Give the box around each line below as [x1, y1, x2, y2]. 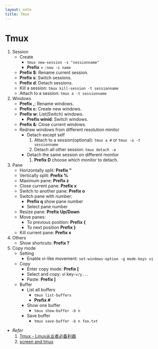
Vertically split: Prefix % [19, 173, 68, 178]
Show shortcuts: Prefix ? [19, 240, 69, 246]
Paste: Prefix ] [26, 277, 56, 283]
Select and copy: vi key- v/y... [26, 271, 89, 277]
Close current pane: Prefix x [19, 183, 77, 189]
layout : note [5, 7, 32, 12]
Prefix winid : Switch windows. [26, 116, 89, 122]
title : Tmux [5, 12, 29, 17]
